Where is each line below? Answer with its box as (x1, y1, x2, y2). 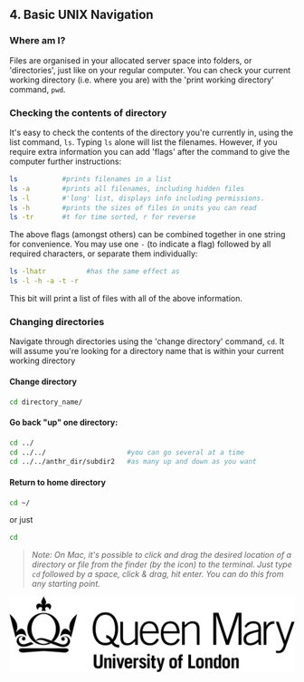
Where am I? (9, 34, 66, 47)
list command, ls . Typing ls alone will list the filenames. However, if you (9, 136, 278, 148)
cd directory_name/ (9, 398, 83, 407)
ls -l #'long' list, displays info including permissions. (9, 194, 265, 203)
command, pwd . (9, 83, 66, 94)
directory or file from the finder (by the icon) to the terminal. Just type (31, 559, 292, 570)
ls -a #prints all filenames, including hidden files (9, 184, 245, 193)
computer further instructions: (9, 156, 122, 167)
